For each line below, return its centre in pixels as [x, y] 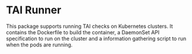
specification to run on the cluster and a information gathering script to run [96, 38]
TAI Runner [34, 10]
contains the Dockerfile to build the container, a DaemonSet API [83, 32]
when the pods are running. [40, 45]
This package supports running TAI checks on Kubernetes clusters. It [90, 26]
